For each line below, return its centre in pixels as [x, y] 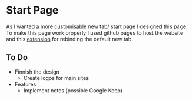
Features [25, 84]
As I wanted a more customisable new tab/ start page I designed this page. [97, 26]
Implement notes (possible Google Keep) [73, 90]
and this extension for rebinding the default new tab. [70, 39]
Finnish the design [37, 72]
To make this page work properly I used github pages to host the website [95, 32]
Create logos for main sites [56, 78]
